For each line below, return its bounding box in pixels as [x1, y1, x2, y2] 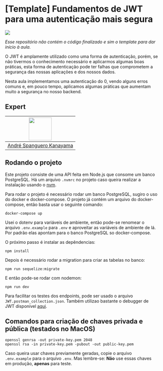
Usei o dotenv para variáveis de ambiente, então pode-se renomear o [5, 219, 145, 225]
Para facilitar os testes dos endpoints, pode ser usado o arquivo [5, 293, 133, 299]
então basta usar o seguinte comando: [26, 202, 104, 207]
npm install [5, 249, 29, 253]
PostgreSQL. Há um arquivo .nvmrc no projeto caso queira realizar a [5, 176, 141, 183]
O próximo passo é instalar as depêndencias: [5, 239, 96, 245]
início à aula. [5, 44, 31, 50]
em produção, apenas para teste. [5, 361, 72, 367]
